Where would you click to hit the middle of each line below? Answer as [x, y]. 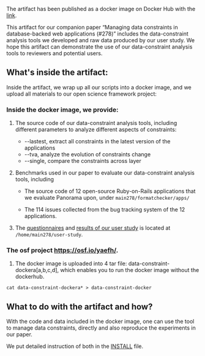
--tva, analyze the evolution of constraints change [88, 154]
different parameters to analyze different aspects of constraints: [96, 130]
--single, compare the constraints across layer [83, 161]
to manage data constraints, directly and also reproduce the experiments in [101, 328]
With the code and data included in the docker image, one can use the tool [100, 322]
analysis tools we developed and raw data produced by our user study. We [100, 40]
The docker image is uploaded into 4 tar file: [71, 263]
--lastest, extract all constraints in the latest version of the [97, 142]
